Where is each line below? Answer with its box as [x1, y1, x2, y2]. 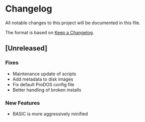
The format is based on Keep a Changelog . [5, 29, 94, 35]
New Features [5, 99, 40, 106]
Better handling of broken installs [12, 87, 82, 93]
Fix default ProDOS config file [12, 81, 75, 87]
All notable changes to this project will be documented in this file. [5, 20, 141, 26]
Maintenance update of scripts [12, 71, 77, 77]
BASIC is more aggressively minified [12, 110, 88, 116]
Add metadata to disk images [12, 76, 74, 82]
